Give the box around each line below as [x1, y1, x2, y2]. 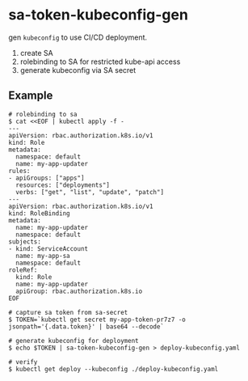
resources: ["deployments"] [15, 180, 111, 189]
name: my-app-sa [15, 252, 70, 260]
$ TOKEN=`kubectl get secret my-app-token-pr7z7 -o [8, 315, 186, 324]
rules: [8, 167, 31, 175]
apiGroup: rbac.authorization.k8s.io [15, 287, 143, 295]
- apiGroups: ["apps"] [8, 174, 85, 182]
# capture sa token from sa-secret [8, 308, 128, 316]
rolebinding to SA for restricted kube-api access [19, 57, 181, 66]
